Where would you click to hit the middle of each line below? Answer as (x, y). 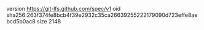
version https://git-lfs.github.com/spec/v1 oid (64, 9)
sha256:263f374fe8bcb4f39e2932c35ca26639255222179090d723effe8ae (102, 15)
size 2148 (49, 21)
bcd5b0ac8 (21, 21)
